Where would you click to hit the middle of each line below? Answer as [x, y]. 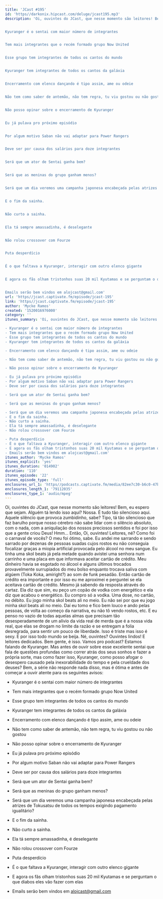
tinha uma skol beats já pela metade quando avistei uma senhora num [75, 554]
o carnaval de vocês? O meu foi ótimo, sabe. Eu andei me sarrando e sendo [81, 539]
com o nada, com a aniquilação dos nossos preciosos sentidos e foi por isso [81, 528]
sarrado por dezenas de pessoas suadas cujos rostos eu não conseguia [77, 543]
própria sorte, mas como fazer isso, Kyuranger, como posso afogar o [74, 657]
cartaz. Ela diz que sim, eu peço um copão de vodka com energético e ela [79, 590]
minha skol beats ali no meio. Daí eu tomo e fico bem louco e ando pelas [77, 606]
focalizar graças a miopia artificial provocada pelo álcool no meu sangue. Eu [81, 549]
